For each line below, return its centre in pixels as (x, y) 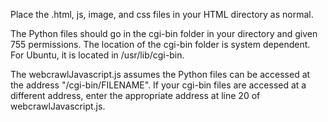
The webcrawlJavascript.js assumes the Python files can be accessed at (160, 74)
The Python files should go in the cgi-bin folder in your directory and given (164, 33)
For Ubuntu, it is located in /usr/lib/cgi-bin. (97, 55)
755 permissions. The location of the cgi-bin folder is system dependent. (160, 44)
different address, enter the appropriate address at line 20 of (135, 95)
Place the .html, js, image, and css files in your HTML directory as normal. (162, 14)
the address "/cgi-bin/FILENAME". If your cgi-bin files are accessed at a (158, 85)
